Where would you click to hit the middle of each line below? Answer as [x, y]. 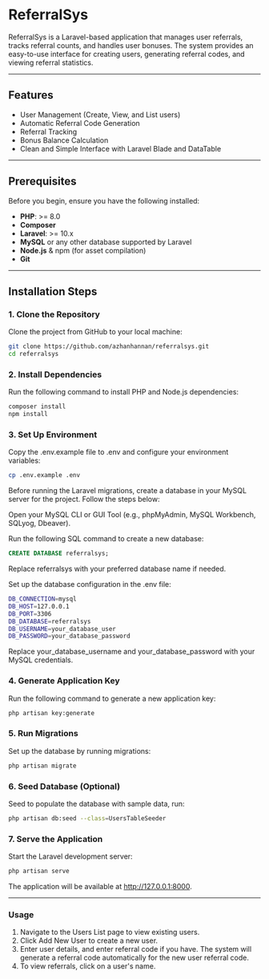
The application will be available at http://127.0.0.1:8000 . [100, 887]
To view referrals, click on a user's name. [88, 966]
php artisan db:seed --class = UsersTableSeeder [87, 818]
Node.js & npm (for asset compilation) [83, 250]
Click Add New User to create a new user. [89, 941]
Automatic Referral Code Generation [80, 123]
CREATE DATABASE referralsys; [59, 554]
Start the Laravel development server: [71, 856]
